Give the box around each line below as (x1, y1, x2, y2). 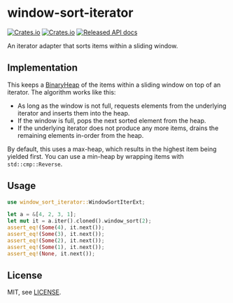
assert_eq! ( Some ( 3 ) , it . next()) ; (7, 231, 105, 238)
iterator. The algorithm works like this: (7, 87, 116, 96)
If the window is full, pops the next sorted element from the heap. (17, 116, 206, 125)
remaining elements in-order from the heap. (17, 131, 144, 139)
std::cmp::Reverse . (7, 160, 63, 168)
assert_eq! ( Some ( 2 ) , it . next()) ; (7, 237, 105, 244)
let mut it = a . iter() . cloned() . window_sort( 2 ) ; (7, 218, 152, 225)
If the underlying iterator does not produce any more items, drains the (17, 124, 219, 132)
